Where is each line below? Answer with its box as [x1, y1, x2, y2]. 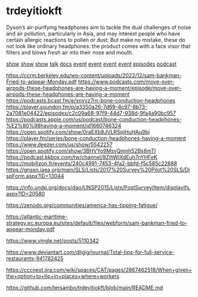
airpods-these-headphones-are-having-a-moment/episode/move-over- [6, 84, 182, 91]
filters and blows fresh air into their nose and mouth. [6, 49, 134, 56]
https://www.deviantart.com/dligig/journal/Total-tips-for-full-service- [6, 248, 175, 256]
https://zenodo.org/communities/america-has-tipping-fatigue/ [6, 201, 158, 208]
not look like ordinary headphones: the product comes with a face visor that [6, 43, 191, 50]
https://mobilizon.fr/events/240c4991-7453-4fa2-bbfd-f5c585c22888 [6, 160, 177, 167]
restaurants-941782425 [6, 254, 64, 262]
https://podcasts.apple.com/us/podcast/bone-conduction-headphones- [6, 115, 182, 122]
